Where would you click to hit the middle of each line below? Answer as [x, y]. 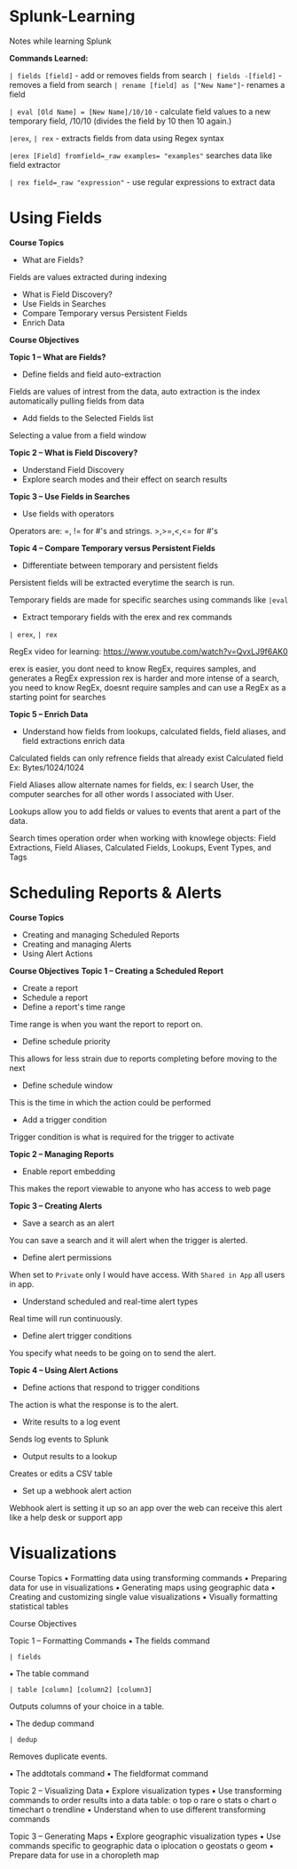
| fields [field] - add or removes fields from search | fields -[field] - [145, 75]
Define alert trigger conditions [77, 1336]
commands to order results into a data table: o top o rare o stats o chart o [143, 1800]
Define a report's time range [74, 1007]
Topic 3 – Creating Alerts [56, 1205]
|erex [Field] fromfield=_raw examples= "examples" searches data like [141, 155]
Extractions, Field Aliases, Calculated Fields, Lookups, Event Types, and [141, 847]
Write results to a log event [71, 1422]
